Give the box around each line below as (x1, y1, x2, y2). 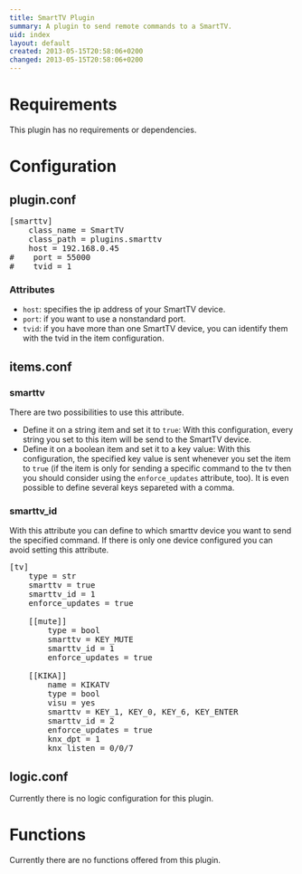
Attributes (9, 283, 55, 295)
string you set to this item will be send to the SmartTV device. (22, 434, 251, 445)
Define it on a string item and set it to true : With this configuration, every (22, 424, 294, 435)
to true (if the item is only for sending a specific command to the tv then (22, 463, 292, 474)
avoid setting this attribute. (9, 544, 109, 555)
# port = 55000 (9, 252, 91, 263)
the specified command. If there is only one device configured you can (9, 535, 273, 546)
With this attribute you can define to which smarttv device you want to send (9, 525, 292, 536)
